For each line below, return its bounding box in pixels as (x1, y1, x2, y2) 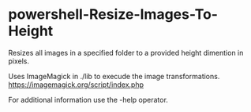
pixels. (8, 56, 30, 66)
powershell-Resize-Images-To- (8, 5, 219, 23)
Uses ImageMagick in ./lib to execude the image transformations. (8, 71, 220, 81)
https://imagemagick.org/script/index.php (8, 80, 144, 89)
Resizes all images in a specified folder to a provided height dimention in (8, 48, 244, 57)
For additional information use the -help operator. (8, 95, 168, 104)
